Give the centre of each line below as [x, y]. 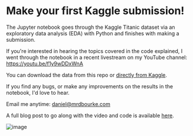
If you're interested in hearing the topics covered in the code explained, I [94, 51]
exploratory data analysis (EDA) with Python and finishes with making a [93, 33]
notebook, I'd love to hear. [38, 92]
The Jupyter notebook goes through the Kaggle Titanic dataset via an [91, 27]
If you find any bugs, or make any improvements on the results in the [89, 86]
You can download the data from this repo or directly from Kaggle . [86, 75]
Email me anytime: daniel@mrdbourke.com [58, 104]
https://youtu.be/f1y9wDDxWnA [45, 64]
